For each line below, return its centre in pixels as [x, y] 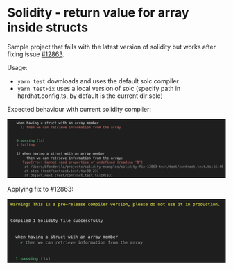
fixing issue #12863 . [36, 54]
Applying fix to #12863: [41, 189]
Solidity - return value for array [98, 13]
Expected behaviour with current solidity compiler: [79, 109]
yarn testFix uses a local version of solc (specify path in [99, 88]
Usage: [17, 67]
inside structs [48, 27]
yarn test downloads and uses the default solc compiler [98, 81]
